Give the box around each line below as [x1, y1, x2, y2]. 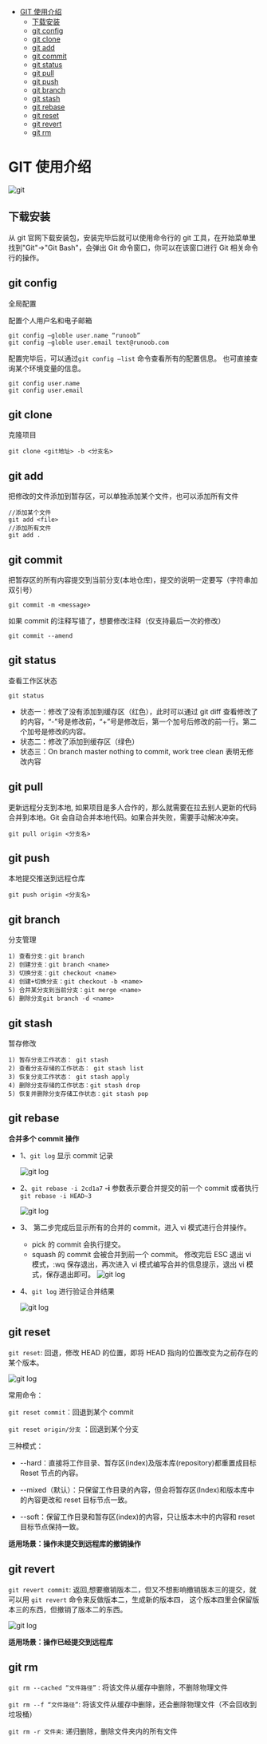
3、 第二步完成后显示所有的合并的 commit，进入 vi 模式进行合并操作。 [19, 1222, 251, 1232]
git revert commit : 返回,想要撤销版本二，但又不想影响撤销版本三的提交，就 [8, 1584, 257, 1594]
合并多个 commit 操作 [8, 1133, 80, 1143]
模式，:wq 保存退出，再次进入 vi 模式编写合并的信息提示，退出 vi [31, 1260, 245, 1269]
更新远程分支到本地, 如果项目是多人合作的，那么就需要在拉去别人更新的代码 [8, 802, 257, 812]
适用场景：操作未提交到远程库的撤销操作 [8, 1539, 141, 1548]
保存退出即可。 [45, 1269, 96, 1279]
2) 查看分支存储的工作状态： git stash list [8, 1065, 144, 1073]
